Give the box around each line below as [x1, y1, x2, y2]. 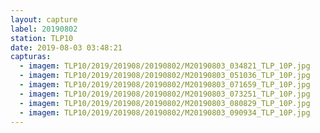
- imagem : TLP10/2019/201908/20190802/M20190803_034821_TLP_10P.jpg [19, 61, 311, 71]
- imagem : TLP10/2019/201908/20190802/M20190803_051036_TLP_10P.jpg [19, 71, 311, 81]
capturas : [10, 52, 52, 62]
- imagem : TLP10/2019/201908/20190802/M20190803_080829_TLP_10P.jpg [19, 98, 311, 108]
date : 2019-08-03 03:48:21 [10, 42, 123, 53]
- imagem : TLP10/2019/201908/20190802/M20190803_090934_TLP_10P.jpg [19, 107, 311, 118]
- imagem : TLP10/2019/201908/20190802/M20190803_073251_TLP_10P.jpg [19, 89, 311, 99]
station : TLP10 [10, 33, 74, 43]
